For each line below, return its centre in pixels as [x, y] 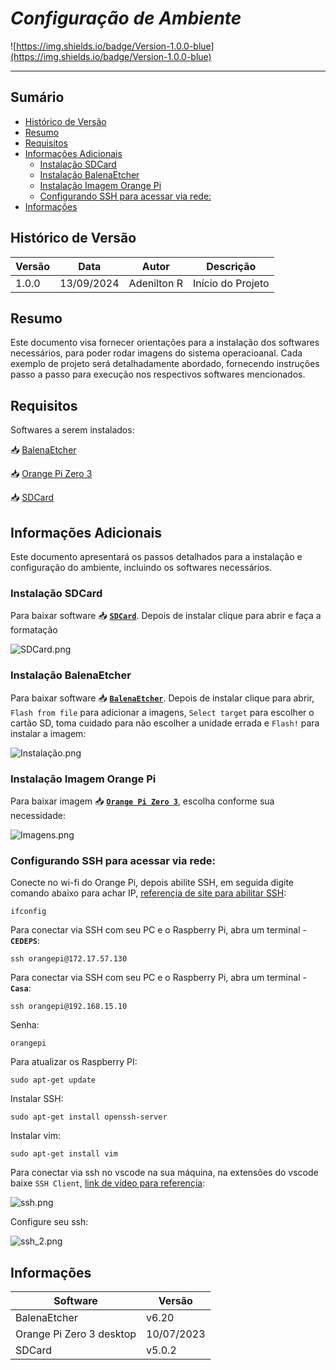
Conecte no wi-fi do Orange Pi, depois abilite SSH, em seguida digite [152, 883]
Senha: [25, 1025]
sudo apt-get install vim [64, 1154]
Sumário [37, 97]
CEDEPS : [25, 941]
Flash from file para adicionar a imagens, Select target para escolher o [162, 712]
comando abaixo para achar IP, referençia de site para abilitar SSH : [148, 893]
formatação [34, 630]
